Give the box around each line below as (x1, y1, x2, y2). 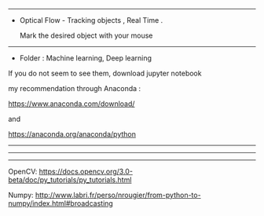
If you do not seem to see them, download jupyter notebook (8, 68, 202, 78)
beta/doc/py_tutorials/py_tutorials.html (8, 175, 132, 185)
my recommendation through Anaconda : (8, 84, 141, 93)
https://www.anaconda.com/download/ (8, 99, 135, 108)
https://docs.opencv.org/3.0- (38, 167, 134, 176)
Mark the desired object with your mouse (19, 31, 153, 40)
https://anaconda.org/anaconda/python (8, 130, 136, 138)
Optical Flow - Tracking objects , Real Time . (19, 16, 163, 24)
